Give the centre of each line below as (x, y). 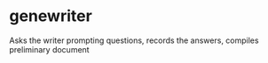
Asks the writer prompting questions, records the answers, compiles (134, 40)
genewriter (51, 16)
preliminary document (50, 49)
